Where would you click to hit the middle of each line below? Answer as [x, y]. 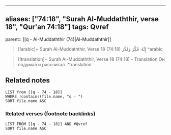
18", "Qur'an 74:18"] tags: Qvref [57, 27]
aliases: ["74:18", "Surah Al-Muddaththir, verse [82, 19]
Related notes [27, 81]
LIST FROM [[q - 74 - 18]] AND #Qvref [46, 124]
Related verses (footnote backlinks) [50, 113]
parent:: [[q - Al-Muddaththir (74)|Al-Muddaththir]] [58, 39]
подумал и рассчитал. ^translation [54, 64]
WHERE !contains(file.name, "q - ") [44, 97]
